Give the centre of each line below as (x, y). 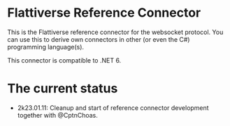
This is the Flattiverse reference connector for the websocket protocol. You (115, 32)
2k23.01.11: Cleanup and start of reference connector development (113, 108)
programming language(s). (46, 47)
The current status (63, 89)
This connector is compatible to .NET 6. (64, 60)
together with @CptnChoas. (57, 115)
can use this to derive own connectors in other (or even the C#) (99, 39)
